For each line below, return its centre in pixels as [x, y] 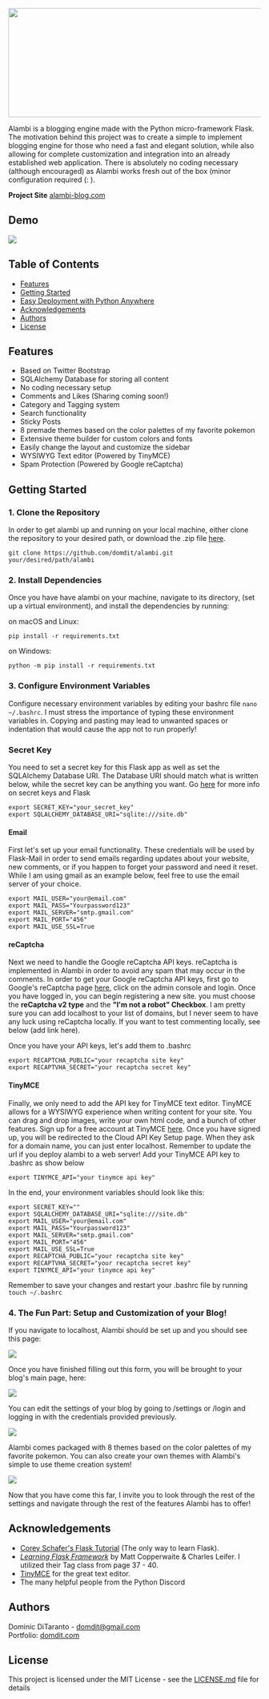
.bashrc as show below [46, 1163]
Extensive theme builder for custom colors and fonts [106, 439]
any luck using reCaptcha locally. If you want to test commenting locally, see [134, 1022]
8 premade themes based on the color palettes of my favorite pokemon [137, 430]
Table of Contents [54, 264]
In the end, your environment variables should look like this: [106, 1192]
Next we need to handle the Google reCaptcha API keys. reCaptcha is [123, 962]
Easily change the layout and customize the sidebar [105, 447]
